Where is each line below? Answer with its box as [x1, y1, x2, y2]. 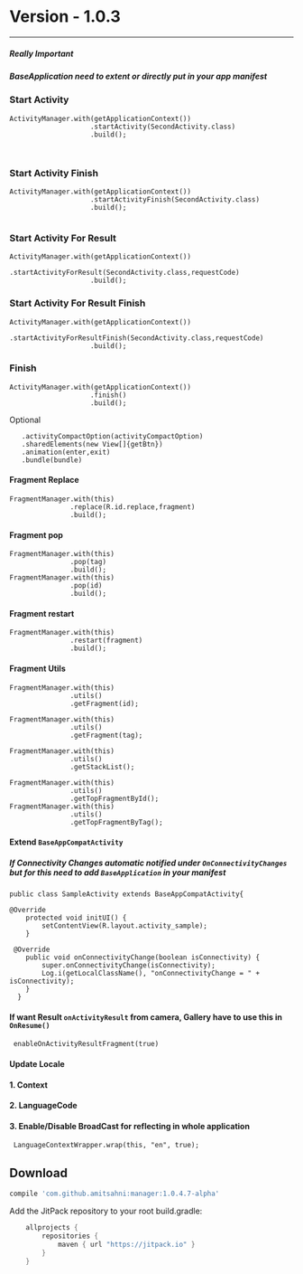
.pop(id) [69, 581, 103, 590]
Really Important [9, 48, 74, 59]
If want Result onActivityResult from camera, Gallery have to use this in [9, 1011, 282, 1023]
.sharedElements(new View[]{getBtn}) [21, 439, 164, 448]
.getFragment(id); [69, 699, 140, 708]
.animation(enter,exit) [21, 448, 111, 457]
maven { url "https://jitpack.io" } [57, 1240, 196, 1249]
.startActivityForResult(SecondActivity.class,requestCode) [9, 269, 241, 278]
